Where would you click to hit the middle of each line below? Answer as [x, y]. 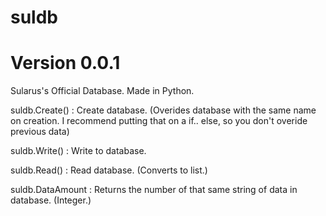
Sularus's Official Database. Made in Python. [102, 91]
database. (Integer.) [51, 200]
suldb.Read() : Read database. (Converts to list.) [109, 170]
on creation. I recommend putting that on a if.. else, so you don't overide [159, 121]
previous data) [40, 132]
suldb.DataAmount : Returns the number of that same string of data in [154, 190]
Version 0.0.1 [65, 63]
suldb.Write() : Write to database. [78, 151]
